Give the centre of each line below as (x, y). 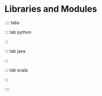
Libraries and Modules (51, 9)
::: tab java (15, 51)
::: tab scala (16, 70)
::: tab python (18, 32)
